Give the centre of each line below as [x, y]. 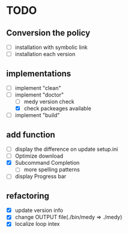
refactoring [28, 196]
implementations [39, 73]
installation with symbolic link [51, 47]
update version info [39, 210]
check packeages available [57, 109]
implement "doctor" [39, 95]
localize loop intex [37, 224]
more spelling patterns [52, 170]
